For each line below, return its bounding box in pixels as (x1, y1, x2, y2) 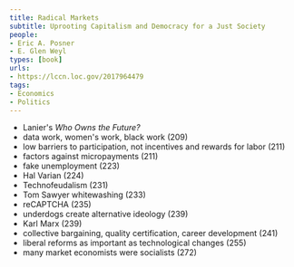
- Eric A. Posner (9, 38, 75, 48)
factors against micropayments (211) (22, 151, 159, 162)
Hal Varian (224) (22, 170, 84, 181)
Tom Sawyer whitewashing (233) (22, 189, 147, 200)
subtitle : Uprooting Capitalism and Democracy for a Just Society (9, 22, 266, 31)
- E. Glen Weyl (9, 47, 67, 56)
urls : (9, 64, 30, 73)
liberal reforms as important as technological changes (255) (22, 237, 247, 249)
